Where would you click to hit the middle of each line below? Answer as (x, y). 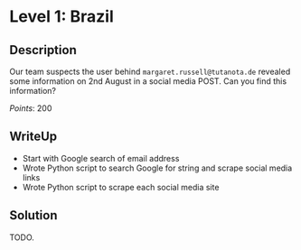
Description (43, 50)
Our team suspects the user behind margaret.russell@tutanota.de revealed (150, 71)
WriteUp (33, 137)
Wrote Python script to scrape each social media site (121, 187)
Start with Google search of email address (101, 158)
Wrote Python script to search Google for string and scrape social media (157, 168)
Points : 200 (31, 108)
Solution (33, 215)
